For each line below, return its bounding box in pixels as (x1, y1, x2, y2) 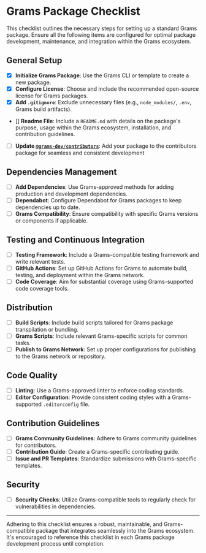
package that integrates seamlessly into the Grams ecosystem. (36, 527, 195, 534)
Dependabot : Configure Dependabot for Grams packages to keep (15, 196, 182, 204)
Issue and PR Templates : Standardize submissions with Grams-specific (15, 455, 197, 462)
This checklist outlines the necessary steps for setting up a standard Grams (6, 25, 197, 32)
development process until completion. (6, 540, 105, 547)
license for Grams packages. (15, 92, 88, 99)
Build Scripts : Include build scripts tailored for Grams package (15, 319, 174, 326)
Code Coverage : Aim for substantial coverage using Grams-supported (15, 278, 194, 285)
